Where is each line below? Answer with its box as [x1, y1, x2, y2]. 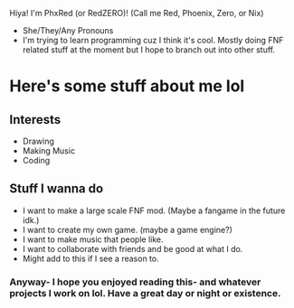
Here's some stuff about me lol [9, 76, 245, 97]
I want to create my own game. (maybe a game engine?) [22, 224, 232, 235]
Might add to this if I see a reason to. [22, 253, 160, 264]
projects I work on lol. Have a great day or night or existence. [9, 286, 281, 299]
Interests [9, 112, 62, 127]
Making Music [22, 145, 75, 156]
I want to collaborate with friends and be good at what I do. [22, 243, 243, 254]
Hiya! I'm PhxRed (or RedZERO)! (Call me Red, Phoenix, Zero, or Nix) [9, 8, 264, 18]
